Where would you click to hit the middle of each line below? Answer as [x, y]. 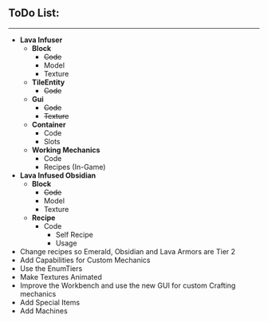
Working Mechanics [66, 150]
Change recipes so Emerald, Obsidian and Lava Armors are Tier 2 [128, 251]
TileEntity [48, 82]
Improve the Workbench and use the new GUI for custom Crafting [128, 285]
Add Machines [43, 311]
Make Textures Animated [61, 277]
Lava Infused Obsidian [58, 175]
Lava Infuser [41, 40]
